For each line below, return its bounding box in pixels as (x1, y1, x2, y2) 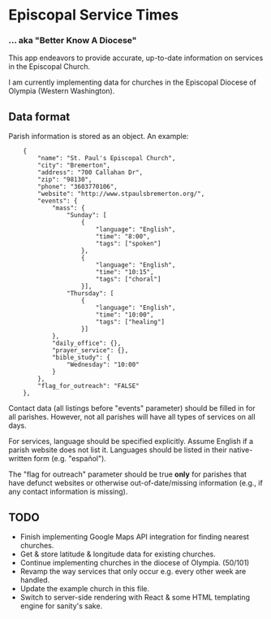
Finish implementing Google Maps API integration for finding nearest (19, 532, 250, 542)
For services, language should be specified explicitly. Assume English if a (8, 437, 254, 447)
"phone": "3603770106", (37, 183, 118, 191)
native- (228, 445, 253, 455)
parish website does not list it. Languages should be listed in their (8, 445, 227, 455)
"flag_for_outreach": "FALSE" (37, 382, 140, 390)
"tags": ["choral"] (95, 275, 161, 284)
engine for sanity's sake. (19, 601, 103, 611)
